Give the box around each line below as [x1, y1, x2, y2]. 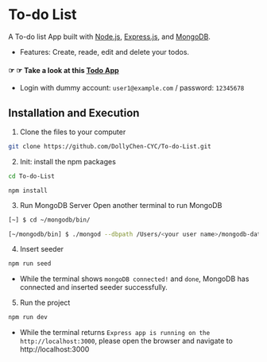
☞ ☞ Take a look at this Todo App [8, 65, 119, 75]
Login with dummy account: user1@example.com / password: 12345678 [19, 83, 245, 93]
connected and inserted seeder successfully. [19, 283, 168, 292]
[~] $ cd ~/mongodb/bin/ [8, 216, 91, 224]
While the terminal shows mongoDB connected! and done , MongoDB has [19, 274, 250, 283]
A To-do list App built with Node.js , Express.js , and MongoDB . [8, 32, 211, 41]
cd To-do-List [8, 172, 56, 180]
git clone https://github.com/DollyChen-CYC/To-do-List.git [8, 142, 212, 150]
